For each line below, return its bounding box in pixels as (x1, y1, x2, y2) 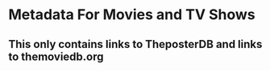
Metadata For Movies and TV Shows (8, 6, 255, 24)
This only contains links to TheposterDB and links (8, 37, 263, 51)
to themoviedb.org (8, 49, 104, 63)
